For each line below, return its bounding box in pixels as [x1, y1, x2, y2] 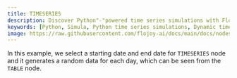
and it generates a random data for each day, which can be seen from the [7, 57, 221, 65]
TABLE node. [7, 64, 42, 72]
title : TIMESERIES [7, 10, 61, 18]
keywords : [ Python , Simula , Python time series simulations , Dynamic [7, 23, 217, 30]
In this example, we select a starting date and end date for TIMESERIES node [7, 49, 226, 58]
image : [7, 30, 27, 37]
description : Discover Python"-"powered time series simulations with [7, 17, 219, 24]
